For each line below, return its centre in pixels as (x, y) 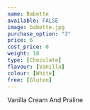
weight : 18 (23, 54)
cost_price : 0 (28, 47)
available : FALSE (33, 21)
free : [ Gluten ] (30, 80)
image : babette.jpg (36, 27)
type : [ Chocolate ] (34, 60)
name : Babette (28, 14)
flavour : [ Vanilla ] (36, 67)
